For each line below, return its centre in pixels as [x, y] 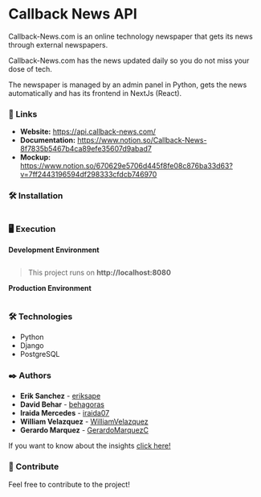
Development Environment [54, 250]
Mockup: [35, 157]
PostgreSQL [40, 354]
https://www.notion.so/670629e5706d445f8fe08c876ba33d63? [126, 166]
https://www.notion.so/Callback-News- [142, 140]
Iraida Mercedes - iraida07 [65, 413]
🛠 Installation [36, 196]
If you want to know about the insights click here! [90, 446]
